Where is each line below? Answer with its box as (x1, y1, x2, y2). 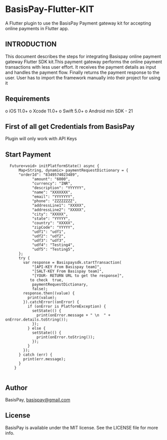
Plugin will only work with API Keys (5, 135, 77, 141)
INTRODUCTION (5, 40, 57, 49)
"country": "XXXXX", (31, 221, 75, 226)
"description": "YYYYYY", (31, 186, 86, 191)
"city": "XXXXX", (31, 212, 68, 217)
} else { (27, 326, 46, 331)
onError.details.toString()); (5, 317, 68, 322)
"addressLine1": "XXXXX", (31, 203, 86, 208)
